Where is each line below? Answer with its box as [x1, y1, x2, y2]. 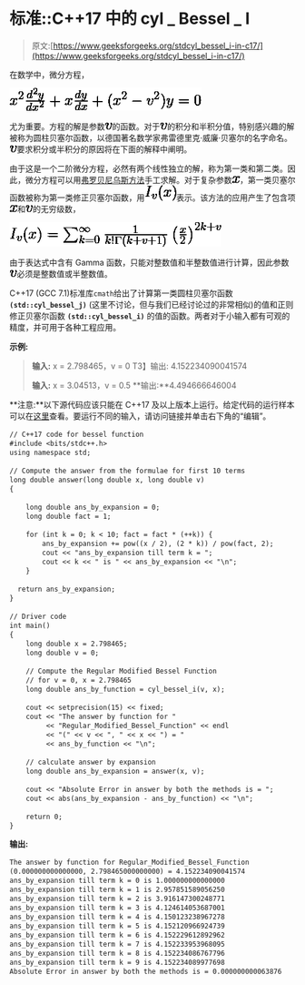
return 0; [25, 812, 64, 821]
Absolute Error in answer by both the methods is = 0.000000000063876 [9, 967, 282, 976]
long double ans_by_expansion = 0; [25, 503, 161, 512]
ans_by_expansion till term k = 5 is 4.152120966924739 [9, 921, 225, 930]
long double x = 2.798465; [25, 639, 128, 648]
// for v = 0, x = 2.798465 [25, 675, 132, 685]
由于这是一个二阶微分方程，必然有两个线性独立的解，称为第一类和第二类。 [9, 163, 288, 174]
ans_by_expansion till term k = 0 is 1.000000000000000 [9, 876, 225, 885]
